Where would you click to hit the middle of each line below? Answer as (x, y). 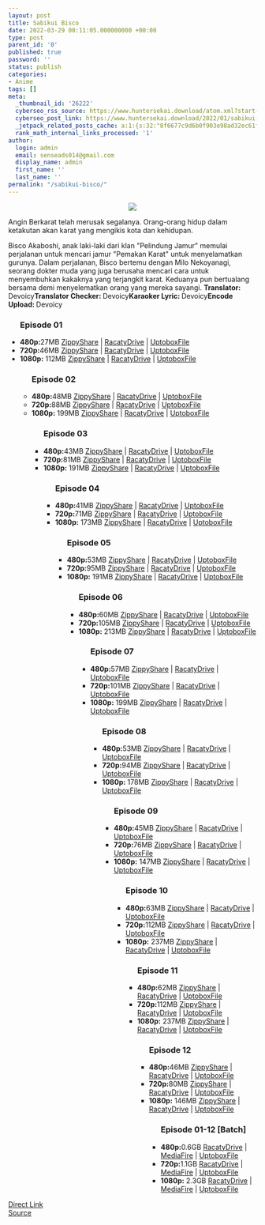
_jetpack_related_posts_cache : (67, 126)
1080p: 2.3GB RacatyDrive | (206, 1180)
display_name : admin (49, 163)
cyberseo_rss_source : (51, 111)
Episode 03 (65, 434)
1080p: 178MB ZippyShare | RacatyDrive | (170, 782)
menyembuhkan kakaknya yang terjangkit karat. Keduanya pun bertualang (129, 279)
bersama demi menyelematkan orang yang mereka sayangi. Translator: (125, 287)
